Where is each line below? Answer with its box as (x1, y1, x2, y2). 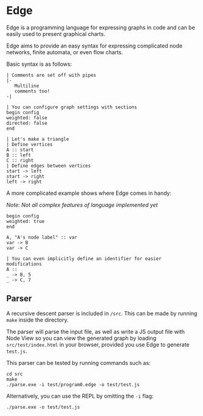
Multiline (14, 83, 40, 89)
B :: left (6, 152, 32, 158)
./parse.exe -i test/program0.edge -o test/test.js (6, 381, 140, 387)
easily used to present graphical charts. (6, 30, 106, 37)
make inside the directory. (6, 316, 69, 323)
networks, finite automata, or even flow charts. (6, 48, 123, 55)
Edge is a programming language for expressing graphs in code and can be (6, 24, 196, 31)
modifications (6, 261, 43, 267)
